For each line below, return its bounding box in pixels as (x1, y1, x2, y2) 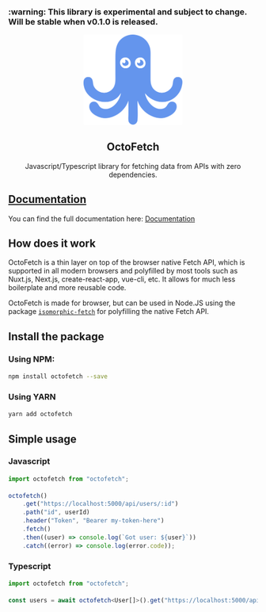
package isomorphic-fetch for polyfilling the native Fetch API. (8, 307, 210, 316)
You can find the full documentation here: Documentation (8, 213, 196, 224)
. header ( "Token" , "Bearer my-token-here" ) (22, 517, 165, 525)
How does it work (8, 237, 97, 250)
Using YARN (8, 391, 57, 402)
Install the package (8, 330, 104, 343)
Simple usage (8, 432, 77, 446)
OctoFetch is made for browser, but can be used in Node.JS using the (8, 298, 236, 308)
